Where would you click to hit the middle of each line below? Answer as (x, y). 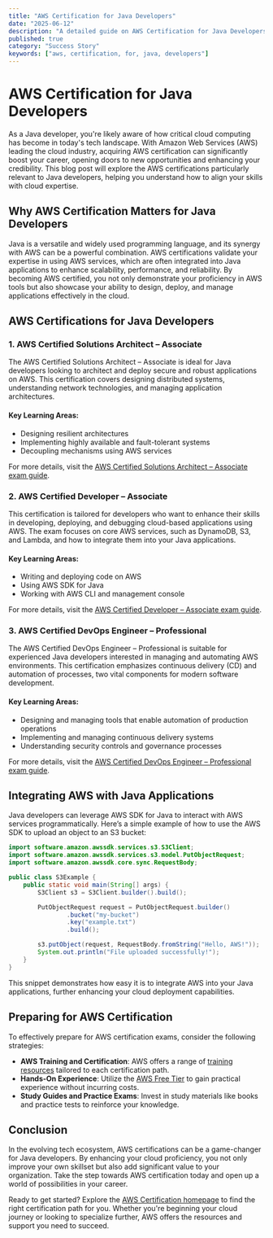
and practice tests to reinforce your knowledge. (100, 1105)
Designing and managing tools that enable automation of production (134, 720)
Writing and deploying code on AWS (81, 577)
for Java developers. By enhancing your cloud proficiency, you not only (128, 1158)
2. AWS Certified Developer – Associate (88, 496)
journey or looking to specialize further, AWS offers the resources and (125, 1217)
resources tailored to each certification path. (95, 1070)
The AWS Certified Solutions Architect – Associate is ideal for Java (120, 362)
